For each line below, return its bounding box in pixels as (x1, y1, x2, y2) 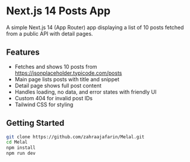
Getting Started (6, 118, 65, 128)
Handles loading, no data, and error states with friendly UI (14, 88, 157, 96)
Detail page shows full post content (14, 82, 102, 89)
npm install (6, 145, 36, 151)
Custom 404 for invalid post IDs (14, 94, 93, 101)
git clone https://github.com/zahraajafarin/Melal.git (6, 134, 145, 140)
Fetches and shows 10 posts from (14, 63, 97, 70)
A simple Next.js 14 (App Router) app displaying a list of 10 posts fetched (6, 24, 184, 31)
